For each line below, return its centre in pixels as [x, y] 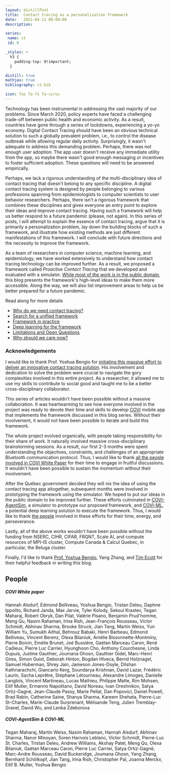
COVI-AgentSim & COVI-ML [35, 719]
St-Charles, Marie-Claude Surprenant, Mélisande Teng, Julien [70, 702]
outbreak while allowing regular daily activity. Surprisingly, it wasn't [76, 141]
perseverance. [20, 522]
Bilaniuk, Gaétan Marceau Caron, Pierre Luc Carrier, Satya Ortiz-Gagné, [80, 748]
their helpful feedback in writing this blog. [49, 563]
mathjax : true [20, 80]
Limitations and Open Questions [46, 332]
